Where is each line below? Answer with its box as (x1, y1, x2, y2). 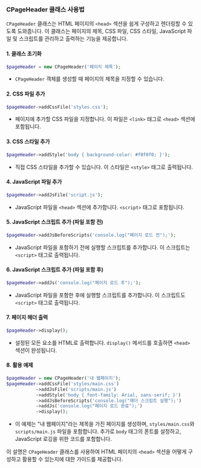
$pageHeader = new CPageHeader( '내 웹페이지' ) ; (6, 375, 121, 381)
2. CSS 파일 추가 (6, 90, 46, 97)
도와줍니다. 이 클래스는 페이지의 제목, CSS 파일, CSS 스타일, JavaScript (17, 28, 186, 35)
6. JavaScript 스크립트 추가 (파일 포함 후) (6, 266, 104, 273)
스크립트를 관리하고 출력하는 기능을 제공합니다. (19, 35, 128, 43)
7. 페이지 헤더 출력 (6, 314, 48, 321)
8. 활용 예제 (6, 362, 34, 369)
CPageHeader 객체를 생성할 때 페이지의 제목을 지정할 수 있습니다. (14, 75, 165, 82)
